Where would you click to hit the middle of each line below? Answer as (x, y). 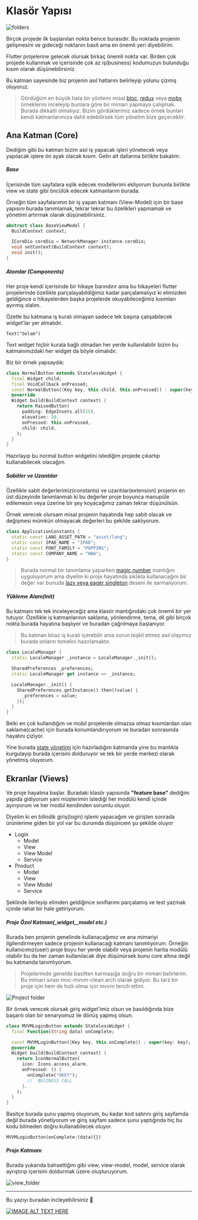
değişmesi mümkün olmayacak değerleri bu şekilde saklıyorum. (83, 521)
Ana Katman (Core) (42, 136)
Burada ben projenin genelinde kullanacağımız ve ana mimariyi (82, 937)
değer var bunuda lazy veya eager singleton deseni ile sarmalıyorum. (104, 583)
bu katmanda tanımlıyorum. (39, 962)
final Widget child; (37, 379)
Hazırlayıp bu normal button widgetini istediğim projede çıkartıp (83, 456)
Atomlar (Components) (35, 271)
